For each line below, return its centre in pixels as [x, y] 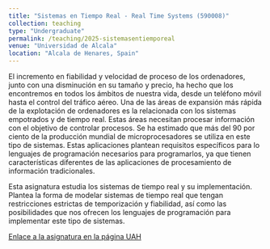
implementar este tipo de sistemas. [67, 221]
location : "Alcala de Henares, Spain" [74, 53]
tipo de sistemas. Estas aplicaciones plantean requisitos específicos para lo [134, 145]
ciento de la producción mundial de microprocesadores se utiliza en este [129, 137]
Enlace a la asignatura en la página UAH [75, 236]
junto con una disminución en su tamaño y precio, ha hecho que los [121, 85]
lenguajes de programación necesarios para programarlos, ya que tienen [130, 154]
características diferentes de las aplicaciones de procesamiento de [120, 162]
